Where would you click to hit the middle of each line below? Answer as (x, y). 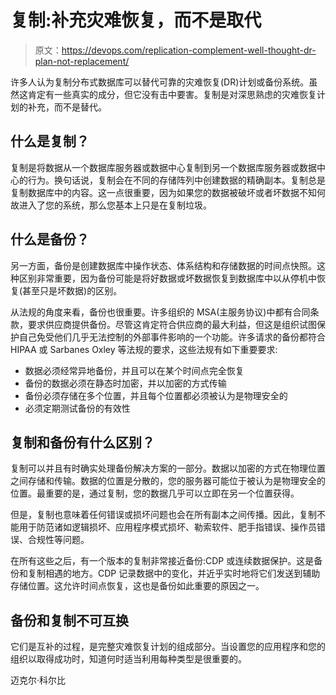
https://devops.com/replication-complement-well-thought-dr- (189, 50)
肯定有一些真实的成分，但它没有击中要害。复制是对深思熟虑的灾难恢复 (172, 94)
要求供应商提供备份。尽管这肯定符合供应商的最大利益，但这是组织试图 (172, 324)
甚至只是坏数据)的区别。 (72, 290)
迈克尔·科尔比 (38, 680)
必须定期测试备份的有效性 (77, 408)
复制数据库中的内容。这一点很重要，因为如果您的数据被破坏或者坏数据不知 (163, 192)
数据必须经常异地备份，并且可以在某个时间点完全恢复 (134, 370)
